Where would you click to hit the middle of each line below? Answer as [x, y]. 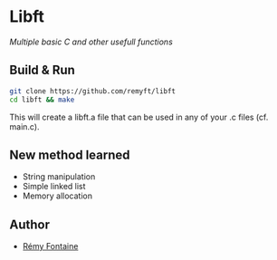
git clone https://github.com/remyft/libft [93, 91]
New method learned [70, 154]
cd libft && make [42, 100]
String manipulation [59, 177]
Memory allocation [57, 196]
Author [29, 224]
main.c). [24, 126]
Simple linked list [54, 187]
